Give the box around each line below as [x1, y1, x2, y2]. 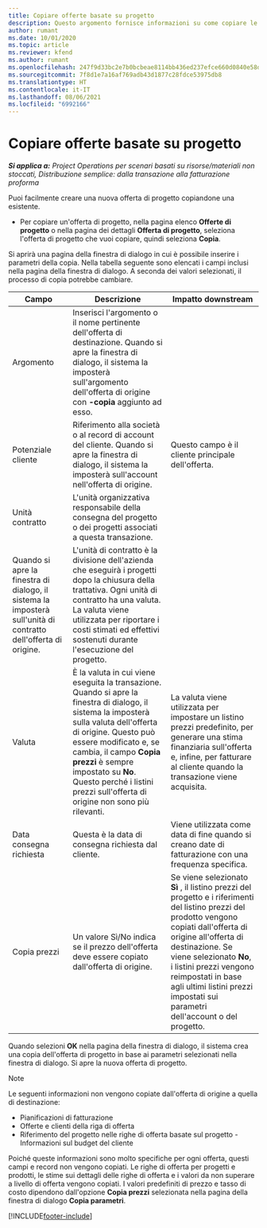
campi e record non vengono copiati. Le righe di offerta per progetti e [8, 1162, 236, 1172]
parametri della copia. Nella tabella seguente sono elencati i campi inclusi [8, 258, 249, 267]
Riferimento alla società [72, 419, 161, 430]
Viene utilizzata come [170, 819, 251, 830]
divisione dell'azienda [72, 554, 153, 565]
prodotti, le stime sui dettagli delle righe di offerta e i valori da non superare [8, 1171, 255, 1180]
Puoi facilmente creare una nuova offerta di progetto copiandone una [8, 193, 234, 203]
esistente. [8, 202, 41, 212]
